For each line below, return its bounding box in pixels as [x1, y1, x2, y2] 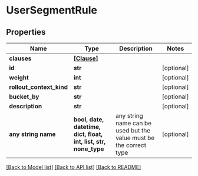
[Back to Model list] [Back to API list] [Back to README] [6, 164, 141, 171]
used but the [115, 127, 151, 134]
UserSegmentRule [6, 4, 98, 17]
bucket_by [9, 92, 39, 101]
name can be [115, 119, 152, 127]
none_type [73, 145, 104, 153]
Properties [6, 27, 46, 37]
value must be [115, 134, 155, 142]
